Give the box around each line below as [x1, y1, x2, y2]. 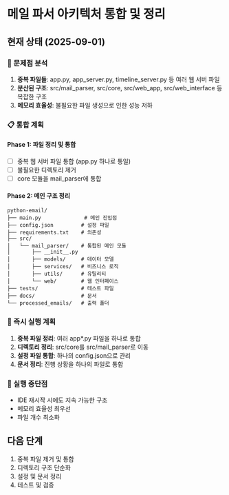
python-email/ [7, 208, 48, 214]
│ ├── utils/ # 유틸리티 [7, 270, 107, 278]
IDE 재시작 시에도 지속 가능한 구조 [17, 396, 108, 404]
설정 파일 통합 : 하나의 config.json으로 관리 [17, 351, 131, 359]
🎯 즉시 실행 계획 [7, 317, 56, 327]
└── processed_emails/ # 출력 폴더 [7, 300, 110, 307]
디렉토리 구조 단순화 [17, 463, 71, 472]
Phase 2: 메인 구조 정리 [7, 191, 71, 200]
